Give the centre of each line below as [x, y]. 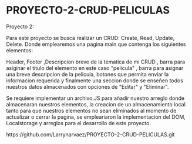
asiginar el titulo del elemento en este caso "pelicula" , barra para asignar [95, 68]
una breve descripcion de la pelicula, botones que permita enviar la [87, 74]
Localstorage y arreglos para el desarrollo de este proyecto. [79, 123]
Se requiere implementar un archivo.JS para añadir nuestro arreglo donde [95, 98]
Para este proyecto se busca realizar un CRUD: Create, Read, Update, [90, 38]
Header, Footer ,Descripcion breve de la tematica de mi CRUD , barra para [96, 62]
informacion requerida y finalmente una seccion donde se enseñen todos [95, 81]
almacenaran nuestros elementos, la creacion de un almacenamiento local [96, 104]
